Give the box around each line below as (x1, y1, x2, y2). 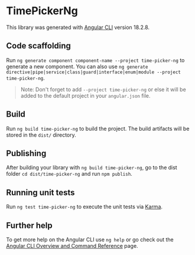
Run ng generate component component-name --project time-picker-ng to (6, 56, 185, 63)
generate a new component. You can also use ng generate (6, 63, 148, 70)
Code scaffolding (6, 41, 71, 51)
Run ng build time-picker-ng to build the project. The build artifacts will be (6, 125, 190, 132)
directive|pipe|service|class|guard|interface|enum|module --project (6, 69, 181, 75)
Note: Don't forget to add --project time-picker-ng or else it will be (20, 86, 186, 93)
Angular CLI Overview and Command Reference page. (6, 243, 138, 249)
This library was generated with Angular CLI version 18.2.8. (6, 24, 149, 31)
